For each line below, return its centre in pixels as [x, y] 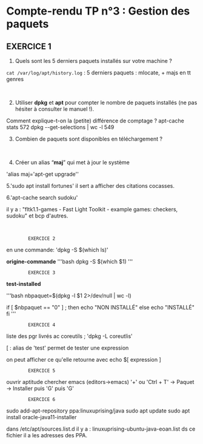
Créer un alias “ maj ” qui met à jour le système [72, 162]
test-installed [24, 284]
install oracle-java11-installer [42, 417]
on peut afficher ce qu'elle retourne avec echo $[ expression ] [84, 360]
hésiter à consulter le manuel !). [55, 109]
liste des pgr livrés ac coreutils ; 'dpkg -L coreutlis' [69, 336]
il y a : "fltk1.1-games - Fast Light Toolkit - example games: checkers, [92, 209]
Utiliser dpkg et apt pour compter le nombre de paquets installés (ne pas [106, 102]
